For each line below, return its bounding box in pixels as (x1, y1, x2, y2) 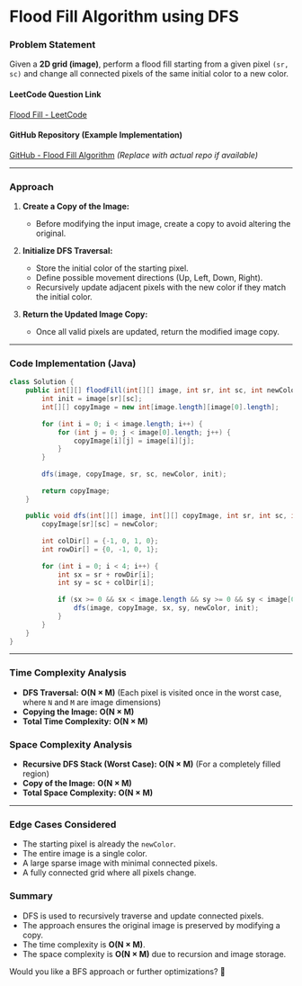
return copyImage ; (41, 486, 111, 496)
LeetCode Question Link (9, 89, 102, 100)
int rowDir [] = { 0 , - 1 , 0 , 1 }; (41, 544, 159, 554)
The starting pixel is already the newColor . (22, 838, 177, 849)
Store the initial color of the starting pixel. (35, 263, 189, 273)
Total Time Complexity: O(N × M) (22, 715, 148, 726)
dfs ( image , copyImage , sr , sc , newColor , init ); (41, 470, 227, 479)
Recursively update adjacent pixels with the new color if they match (35, 282, 287, 293)
